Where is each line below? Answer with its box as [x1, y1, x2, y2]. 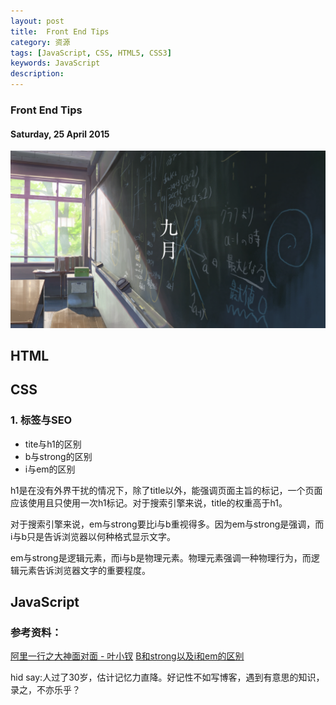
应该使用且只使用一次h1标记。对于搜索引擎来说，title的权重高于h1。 [10, 496, 288, 509]
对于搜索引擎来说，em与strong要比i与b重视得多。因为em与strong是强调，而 [10, 518, 325, 530]
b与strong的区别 [24, 450, 93, 462]
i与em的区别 [24, 463, 76, 475]
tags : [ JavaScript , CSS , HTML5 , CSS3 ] [10, 48, 172, 58]
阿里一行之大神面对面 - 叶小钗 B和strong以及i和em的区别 [10, 650, 245, 662]
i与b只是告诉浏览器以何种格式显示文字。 [10, 530, 176, 542]
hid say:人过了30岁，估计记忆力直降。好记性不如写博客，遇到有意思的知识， [10, 671, 325, 684]
